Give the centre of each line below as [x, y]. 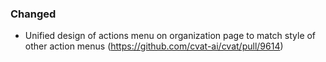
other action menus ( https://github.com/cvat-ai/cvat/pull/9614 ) [154, 46]
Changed [33, 14]
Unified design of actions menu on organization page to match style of [170, 36]
